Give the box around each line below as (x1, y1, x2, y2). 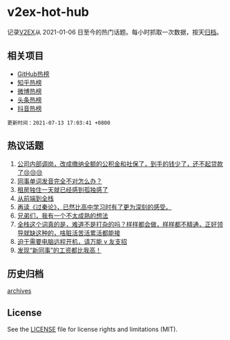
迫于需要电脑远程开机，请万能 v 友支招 (17, 237, 128, 245)
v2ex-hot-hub (7, 4, 90, 20)
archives (7, 287, 32, 295)
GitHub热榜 (17, 70, 50, 78)
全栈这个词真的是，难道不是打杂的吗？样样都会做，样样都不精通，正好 (17, 220, 218, 228)
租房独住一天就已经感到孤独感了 (17, 185, 108, 193)
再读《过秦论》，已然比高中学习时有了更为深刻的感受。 (17, 202, 172, 211)
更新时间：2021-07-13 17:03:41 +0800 (7, 119, 111, 126)
